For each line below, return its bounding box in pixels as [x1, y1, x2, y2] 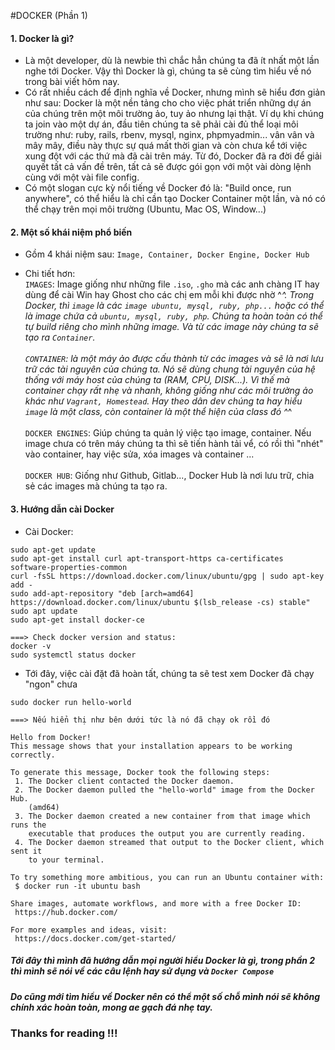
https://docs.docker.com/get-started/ [14, 933, 177, 944]
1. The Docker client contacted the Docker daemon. [14, 776, 235, 786]
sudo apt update [10, 606, 78, 616]
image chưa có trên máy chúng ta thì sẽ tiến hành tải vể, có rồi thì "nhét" [24, 438, 324, 450]
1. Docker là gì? [10, 32, 75, 44]
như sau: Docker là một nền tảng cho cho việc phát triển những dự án [24, 97, 312, 109]
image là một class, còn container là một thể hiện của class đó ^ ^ [24, 406, 293, 418]
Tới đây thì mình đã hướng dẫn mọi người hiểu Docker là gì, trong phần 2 [10, 955, 316, 967]
